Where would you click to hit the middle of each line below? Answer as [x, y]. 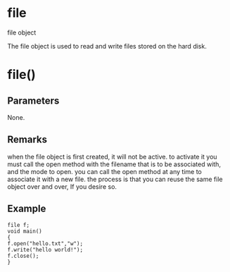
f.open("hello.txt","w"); [45, 243]
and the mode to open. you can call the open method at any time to [104, 171]
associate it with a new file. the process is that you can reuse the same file [115, 179]
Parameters [33, 100]
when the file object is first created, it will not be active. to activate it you [112, 156]
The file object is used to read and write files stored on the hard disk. [107, 46]
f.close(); [23, 256]
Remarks [27, 140]
